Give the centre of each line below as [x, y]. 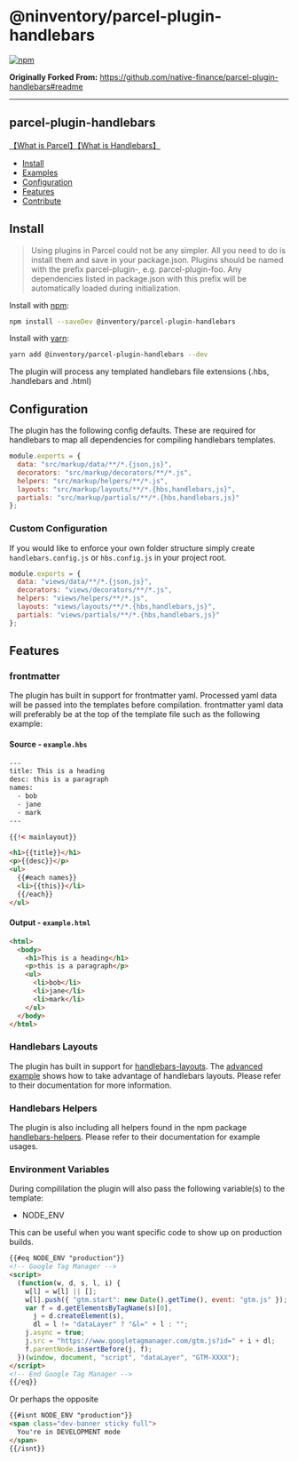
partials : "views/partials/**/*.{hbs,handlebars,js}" [118, 615]
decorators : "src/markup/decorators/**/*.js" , [105, 473]
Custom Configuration [59, 529]
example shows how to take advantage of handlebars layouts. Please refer [145, 1075]
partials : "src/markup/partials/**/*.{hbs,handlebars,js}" [129, 498]
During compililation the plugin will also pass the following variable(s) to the [147, 1189]
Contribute [42, 201]
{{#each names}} [47, 878]
